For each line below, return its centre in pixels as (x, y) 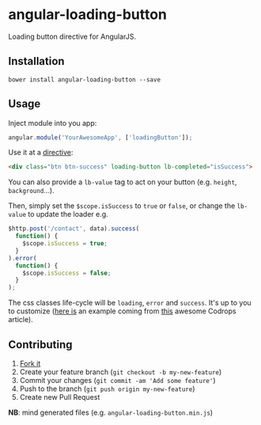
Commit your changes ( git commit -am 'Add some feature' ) (117, 380)
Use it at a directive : (41, 153)
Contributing (40, 345)
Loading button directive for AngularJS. (72, 36)
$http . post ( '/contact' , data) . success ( (74, 229)
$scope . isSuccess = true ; (65, 244)
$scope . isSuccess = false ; (67, 273)
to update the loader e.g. (68, 214)
